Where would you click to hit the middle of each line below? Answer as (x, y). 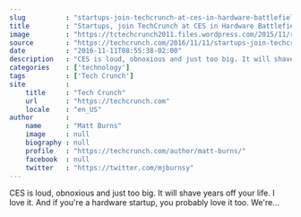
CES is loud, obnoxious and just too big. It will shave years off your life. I (142, 193)
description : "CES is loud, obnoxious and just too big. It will (140, 59)
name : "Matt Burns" (74, 126)
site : (39, 84)
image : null (58, 135)
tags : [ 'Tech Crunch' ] (72, 76)
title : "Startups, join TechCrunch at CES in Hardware (132, 26)
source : (39, 43)
